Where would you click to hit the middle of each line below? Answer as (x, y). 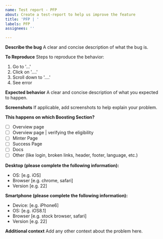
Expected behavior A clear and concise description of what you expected (82, 92)
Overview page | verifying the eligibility (53, 133)
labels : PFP (18, 24)
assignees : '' (20, 29)
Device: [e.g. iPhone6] (36, 205)
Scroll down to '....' (32, 77)
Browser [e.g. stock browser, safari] (49, 216)
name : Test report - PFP (31, 10)
